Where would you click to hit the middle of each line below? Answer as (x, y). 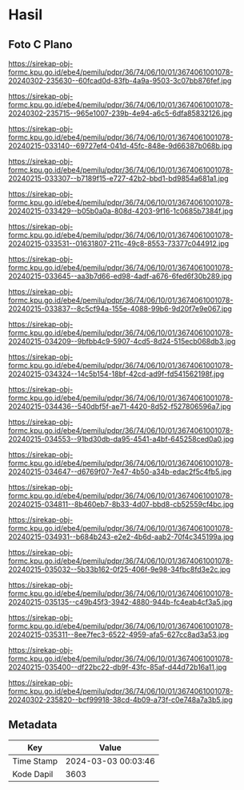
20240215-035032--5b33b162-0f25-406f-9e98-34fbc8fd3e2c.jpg (119, 569)
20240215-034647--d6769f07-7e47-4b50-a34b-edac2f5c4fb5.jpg (120, 472)
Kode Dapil (33, 774)
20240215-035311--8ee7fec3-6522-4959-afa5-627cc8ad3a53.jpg (119, 634)
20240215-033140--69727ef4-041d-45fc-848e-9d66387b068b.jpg (120, 146)
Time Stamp (35, 761)
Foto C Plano (40, 45)
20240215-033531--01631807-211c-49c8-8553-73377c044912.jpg (119, 243)
